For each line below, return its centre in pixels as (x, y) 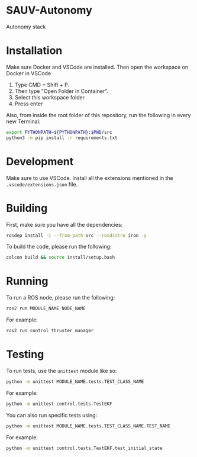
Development (40, 161)
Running (27, 281)
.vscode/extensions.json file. (42, 184)
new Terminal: (23, 121)
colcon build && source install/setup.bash (61, 258)
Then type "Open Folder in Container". (61, 91)
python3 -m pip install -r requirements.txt (62, 138)
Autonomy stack (26, 27)
